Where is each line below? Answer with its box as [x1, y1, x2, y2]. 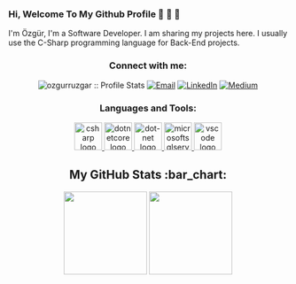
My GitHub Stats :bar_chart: [68, 167, 228, 182]
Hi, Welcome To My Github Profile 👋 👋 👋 [8, 8, 181, 20]
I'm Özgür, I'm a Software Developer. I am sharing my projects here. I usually [8, 28, 288, 39]
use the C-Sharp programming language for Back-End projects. [8, 37, 240, 48]
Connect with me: [108, 59, 188, 72]
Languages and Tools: [99, 102, 197, 114]
